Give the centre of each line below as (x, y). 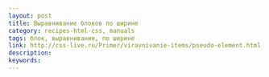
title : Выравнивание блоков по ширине (73, 23)
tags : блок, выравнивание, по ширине (72, 38)
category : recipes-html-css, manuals (72, 30)
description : (30, 53)
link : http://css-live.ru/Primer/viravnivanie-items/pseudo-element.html (135, 46)
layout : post (30, 16)
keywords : (25, 61)
